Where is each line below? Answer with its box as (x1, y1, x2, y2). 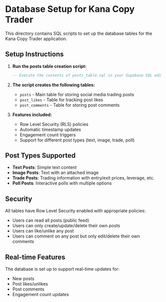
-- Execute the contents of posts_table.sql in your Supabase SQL (12, 73, 153, 78)
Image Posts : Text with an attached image (12, 170, 99, 176)
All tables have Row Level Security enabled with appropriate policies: (5, 208, 146, 214)
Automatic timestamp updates (19, 126, 81, 132)
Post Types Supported (5, 151, 76, 160)
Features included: (12, 112, 52, 118)
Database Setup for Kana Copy (5, 3, 135, 15)
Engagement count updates (12, 292, 69, 298)
